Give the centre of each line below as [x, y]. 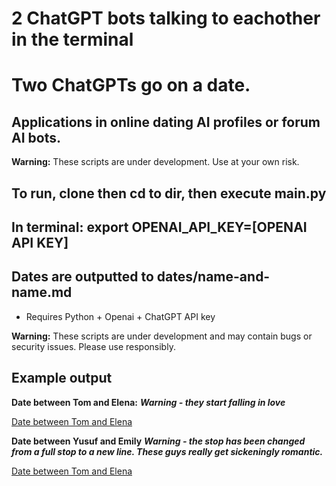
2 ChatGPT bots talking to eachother [166, 18]
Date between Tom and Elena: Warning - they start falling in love [148, 402]
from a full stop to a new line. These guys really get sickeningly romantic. [167, 451]
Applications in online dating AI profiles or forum [166, 122]
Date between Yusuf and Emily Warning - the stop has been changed [158, 441]
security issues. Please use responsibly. [93, 346]
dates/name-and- [213, 277]
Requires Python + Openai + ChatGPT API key [120, 316]
